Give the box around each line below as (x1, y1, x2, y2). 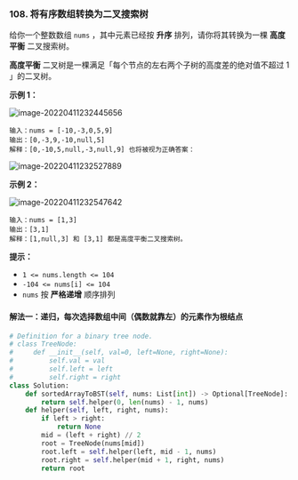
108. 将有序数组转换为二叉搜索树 (9, 7, 149, 20)
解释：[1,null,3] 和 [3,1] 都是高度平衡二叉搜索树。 (9, 235, 188, 244)
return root (41, 464, 86, 473)
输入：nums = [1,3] (9, 216, 77, 225)
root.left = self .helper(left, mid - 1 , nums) (41, 447, 217, 456)
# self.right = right (9, 372, 122, 381)
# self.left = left (9, 364, 114, 373)
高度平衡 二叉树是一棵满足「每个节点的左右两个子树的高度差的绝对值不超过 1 (9, 60, 290, 70)
